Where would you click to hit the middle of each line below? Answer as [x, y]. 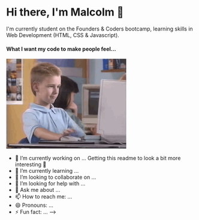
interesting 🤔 [31, 164]
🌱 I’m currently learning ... [47, 171]
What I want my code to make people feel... [61, 49]
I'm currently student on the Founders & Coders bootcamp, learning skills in [99, 29]
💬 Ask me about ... [37, 190]
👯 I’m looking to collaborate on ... [55, 177]
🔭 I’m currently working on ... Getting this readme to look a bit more [98, 158]
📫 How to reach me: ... [43, 197]
